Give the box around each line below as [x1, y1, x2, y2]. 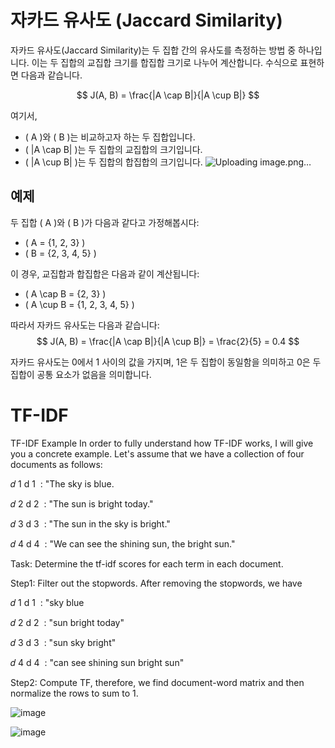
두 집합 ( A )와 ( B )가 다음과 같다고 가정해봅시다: [10, 216, 200, 228]
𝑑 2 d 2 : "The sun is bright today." [10, 497, 154, 510]
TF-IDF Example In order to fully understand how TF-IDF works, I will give [10, 437, 314, 449]
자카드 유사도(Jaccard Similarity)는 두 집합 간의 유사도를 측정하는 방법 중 [10, 44, 297, 56]
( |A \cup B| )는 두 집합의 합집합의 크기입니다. [24, 156, 203, 168]
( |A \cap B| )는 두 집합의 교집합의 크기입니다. [24, 143, 203, 155]
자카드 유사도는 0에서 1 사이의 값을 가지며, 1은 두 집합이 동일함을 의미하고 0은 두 [10, 356, 322, 368]
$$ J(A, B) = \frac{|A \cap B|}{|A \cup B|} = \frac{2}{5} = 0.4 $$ [36, 335, 300, 347]
